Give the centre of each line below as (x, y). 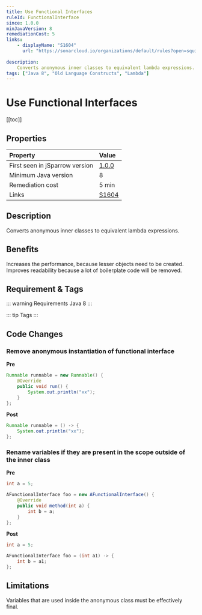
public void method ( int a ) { (54, 506)
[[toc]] (14, 120)
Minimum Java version (41, 175)
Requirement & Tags (45, 289)
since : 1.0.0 (23, 23)
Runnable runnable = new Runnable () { (55, 375)
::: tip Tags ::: (22, 315)
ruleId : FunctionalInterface (43, 17)
